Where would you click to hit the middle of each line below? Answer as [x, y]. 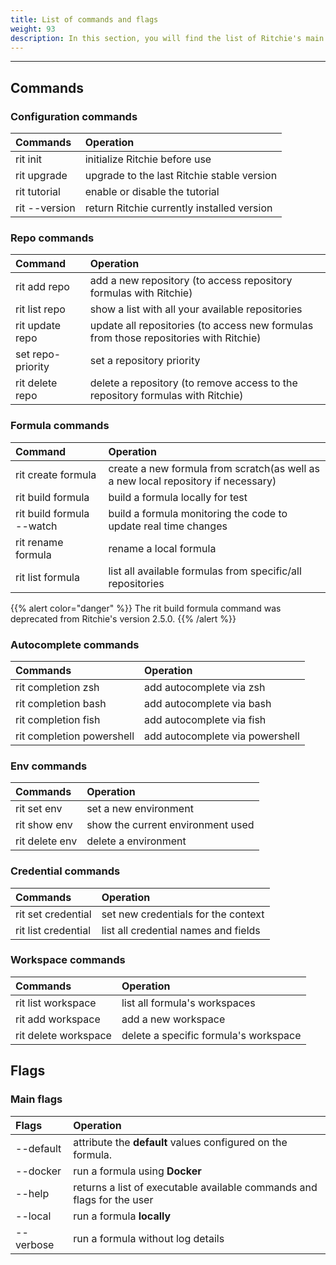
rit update [38, 326]
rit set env [39, 809]
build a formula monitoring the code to [198, 513]
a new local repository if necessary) [192, 481]
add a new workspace [173, 1019]
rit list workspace [56, 1003]
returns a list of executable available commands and [195, 1187]
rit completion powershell [75, 736]
